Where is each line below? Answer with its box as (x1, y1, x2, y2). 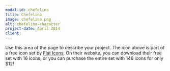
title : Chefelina (5, 12, 42, 17)
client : (5, 31, 22, 36)
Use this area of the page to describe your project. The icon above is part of (5, 45, 165, 50)
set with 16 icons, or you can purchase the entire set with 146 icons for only (5, 55, 164, 61)
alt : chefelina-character (5, 21, 60, 27)
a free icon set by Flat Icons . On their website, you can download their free (5, 50, 162, 56)
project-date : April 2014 (5, 26, 60, 31)
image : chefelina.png (5, 17, 51, 22)
